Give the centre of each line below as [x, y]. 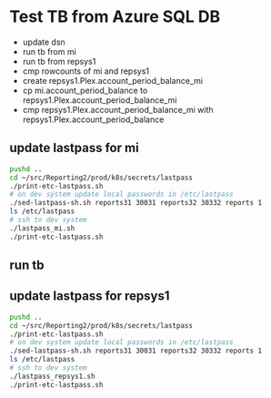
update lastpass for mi [74, 148]
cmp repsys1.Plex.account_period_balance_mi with [118, 109]
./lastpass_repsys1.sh [52, 376]
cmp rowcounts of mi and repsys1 [86, 71]
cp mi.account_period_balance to [85, 90]
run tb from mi [50, 51]
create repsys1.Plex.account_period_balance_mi [112, 80]
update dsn [44, 42]
